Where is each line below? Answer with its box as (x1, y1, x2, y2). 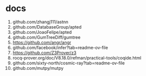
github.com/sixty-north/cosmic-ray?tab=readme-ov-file (12, 60, 125, 66)
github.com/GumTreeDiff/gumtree (12, 34, 81, 40)
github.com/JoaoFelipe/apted (12, 29, 72, 35)
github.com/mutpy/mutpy (12, 65, 64, 71)
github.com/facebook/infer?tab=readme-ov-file (12, 45, 109, 50)
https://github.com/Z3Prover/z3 (12, 49, 77, 56)
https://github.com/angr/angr (12, 39, 72, 45)
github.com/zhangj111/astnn (12, 19, 69, 25)
